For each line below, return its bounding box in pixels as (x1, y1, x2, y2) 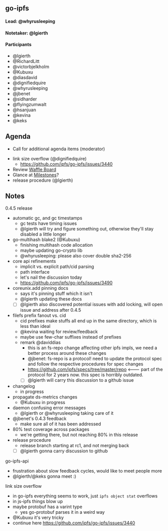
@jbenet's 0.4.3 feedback (12, 415, 67, 421)
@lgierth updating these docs (20, 296, 82, 302)
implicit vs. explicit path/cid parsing (20, 263, 95, 270)
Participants (5, 42, 32, 48)
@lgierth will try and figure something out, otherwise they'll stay (20, 226, 154, 232)
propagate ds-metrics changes (12, 393, 77, 400)
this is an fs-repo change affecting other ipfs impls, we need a (27, 345, 157, 351)
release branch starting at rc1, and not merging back (20, 442, 130, 448)
